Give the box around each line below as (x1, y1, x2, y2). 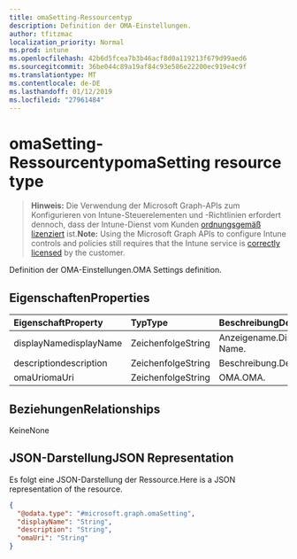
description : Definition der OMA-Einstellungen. (9, 21, 192, 30)
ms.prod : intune (9, 46, 69, 55)
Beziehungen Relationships (9, 401, 161, 416)
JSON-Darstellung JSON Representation (9, 451, 234, 466)
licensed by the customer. (30, 247, 126, 258)
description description (13, 357, 108, 369)
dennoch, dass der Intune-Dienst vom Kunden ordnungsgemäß (30, 219, 262, 230)
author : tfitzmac (9, 29, 73, 38)
